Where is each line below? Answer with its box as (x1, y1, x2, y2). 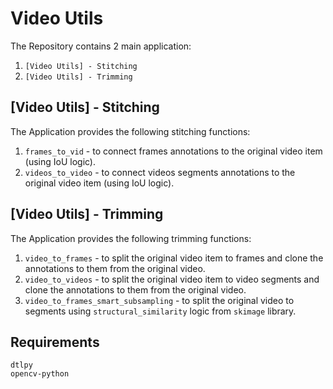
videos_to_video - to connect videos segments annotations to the (24, 166, 296, 178)
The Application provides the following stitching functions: (10, 125, 251, 137)
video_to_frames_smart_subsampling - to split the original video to (24, 294, 295, 306)
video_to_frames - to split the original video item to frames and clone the (24, 252, 324, 264)
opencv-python (10, 369, 70, 379)
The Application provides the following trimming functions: (10, 232, 252, 244)
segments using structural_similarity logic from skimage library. (24, 305, 297, 317)
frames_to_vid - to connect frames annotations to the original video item (24, 145, 323, 157)
